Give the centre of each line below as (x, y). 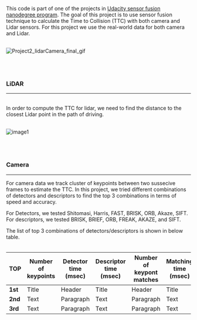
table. (13, 237)
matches (146, 280)
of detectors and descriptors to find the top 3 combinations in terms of (91, 195)
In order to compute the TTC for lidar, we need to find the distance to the (94, 108)
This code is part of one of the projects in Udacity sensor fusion (83, 8)
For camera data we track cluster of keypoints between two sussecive (91, 183)
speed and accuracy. (31, 202)
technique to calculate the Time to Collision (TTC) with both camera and (93, 21)
